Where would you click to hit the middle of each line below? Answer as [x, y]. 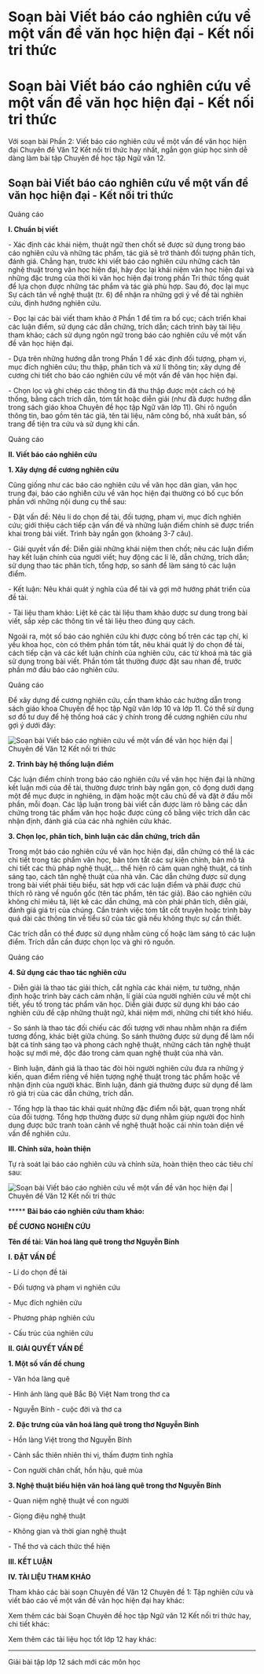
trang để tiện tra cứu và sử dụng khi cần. [74, 424]
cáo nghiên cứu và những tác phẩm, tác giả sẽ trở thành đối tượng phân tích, [132, 252]
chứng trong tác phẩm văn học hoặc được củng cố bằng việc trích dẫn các [129, 812]
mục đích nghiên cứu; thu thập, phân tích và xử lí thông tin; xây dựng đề [125, 366]
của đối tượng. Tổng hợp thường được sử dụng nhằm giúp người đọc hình [126, 1117]
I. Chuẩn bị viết [33, 229]
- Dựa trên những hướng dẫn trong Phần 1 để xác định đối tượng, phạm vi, [127, 359]
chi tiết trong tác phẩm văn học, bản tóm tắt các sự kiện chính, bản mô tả [126, 859]
